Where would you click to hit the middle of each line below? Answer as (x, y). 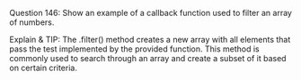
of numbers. (32, 22)
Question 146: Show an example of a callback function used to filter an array (150, 13)
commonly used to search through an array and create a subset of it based (148, 58)
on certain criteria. (44, 68)
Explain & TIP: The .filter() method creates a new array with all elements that (150, 40)
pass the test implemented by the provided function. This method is (134, 49)
